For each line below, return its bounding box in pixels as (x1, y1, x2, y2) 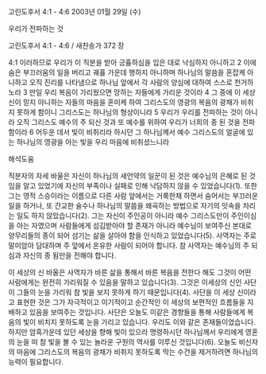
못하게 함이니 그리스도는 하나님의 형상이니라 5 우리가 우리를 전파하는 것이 (16, 107, 244, 117)
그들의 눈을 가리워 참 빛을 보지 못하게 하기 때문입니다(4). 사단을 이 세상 (16, 287, 236, 297)
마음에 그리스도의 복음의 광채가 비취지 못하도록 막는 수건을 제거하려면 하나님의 (16, 347, 259, 356)
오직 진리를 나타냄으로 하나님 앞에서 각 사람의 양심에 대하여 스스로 (29, 78, 233, 87)
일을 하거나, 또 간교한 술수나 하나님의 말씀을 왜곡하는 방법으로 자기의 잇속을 (8, 201, 241, 210)
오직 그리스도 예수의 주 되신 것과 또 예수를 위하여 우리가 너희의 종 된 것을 (16, 118, 241, 127)
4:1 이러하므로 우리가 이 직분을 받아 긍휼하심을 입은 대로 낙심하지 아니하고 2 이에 (8, 58, 256, 67)
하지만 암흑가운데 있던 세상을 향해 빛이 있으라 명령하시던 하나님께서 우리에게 (8, 327, 244, 337)
